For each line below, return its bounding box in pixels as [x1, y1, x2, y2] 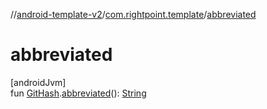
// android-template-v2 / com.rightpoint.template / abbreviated [10, 9, 257, 20]
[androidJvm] [10, 76, 67, 88]
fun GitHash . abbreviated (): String [10, 87, 147, 99]
